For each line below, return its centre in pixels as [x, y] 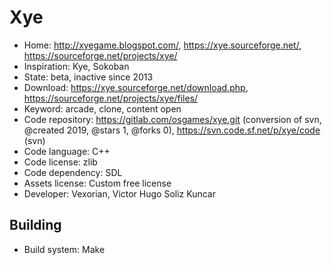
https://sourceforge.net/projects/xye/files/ [111, 98]
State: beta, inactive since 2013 [88, 77]
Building [35, 225]
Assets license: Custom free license [97, 183]
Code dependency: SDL [73, 172]
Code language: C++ [67, 151]
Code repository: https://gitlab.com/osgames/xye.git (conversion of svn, [172, 119]
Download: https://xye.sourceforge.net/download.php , [136, 87]
